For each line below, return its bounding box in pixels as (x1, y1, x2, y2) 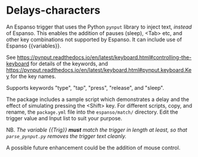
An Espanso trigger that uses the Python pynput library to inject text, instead (6, 23, 192, 30)
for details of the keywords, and (30, 60, 108, 67)
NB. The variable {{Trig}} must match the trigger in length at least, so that (6, 126, 188, 133)
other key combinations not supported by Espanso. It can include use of (6, 36, 182, 43)
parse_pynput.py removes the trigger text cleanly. (6, 132, 127, 140)
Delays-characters (6, 4, 101, 17)
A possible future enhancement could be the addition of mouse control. (6, 144, 181, 151)
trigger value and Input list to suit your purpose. (6, 114, 123, 122)
